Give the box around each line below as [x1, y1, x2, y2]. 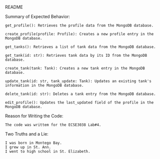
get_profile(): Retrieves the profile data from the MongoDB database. [5, 23, 154, 28]
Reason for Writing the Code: [5, 113, 63, 119]
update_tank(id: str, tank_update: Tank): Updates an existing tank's [5, 79, 152, 84]
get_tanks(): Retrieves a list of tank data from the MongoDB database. [5, 45, 156, 49]
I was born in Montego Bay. [5, 140, 62, 145]
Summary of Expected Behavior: [5, 14, 70, 19]
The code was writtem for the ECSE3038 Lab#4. [5, 122, 101, 127]
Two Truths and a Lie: [5, 131, 49, 136]
